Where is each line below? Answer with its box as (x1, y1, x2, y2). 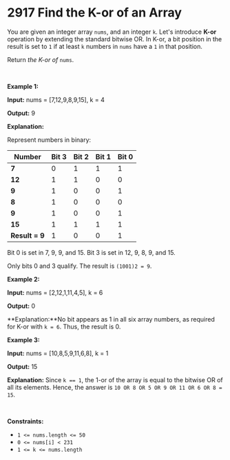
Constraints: (7, 417, 44, 425)
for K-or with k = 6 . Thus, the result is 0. (7, 322, 121, 331)
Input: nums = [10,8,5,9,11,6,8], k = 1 (7, 349, 109, 357)
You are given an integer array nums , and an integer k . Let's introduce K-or (7, 28, 217, 36)
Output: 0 (7, 302, 36, 310)
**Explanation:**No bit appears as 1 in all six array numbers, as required (7, 315, 215, 323)
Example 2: (7, 275, 40, 283)
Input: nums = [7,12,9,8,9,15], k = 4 (7, 95, 105, 104)
